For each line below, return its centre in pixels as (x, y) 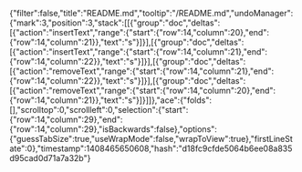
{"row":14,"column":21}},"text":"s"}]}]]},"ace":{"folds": (111, 100)
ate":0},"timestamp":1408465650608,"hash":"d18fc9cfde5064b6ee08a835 (151, 148)
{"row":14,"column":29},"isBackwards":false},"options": (113, 129)
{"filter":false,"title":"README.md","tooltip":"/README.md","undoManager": (151, 13)
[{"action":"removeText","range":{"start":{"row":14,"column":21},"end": (142, 71)
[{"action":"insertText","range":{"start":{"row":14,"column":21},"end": (138, 52)
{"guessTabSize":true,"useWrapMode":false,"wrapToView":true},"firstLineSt (151, 139)
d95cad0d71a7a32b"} (50, 158)
